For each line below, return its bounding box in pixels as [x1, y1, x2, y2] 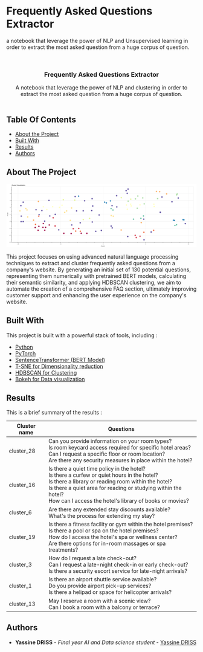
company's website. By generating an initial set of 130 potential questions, [6, 266, 192, 273]
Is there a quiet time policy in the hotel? [48, 465, 146, 473]
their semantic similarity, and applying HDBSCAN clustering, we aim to [6, 279, 181, 286]
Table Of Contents [6, 114, 77, 124]
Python [14, 343, 33, 350]
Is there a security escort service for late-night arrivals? [48, 567, 188, 575]
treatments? [48, 546, 79, 554]
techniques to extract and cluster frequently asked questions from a [6, 259, 176, 266]
